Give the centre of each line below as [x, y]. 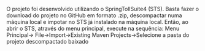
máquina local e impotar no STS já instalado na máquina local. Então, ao [97, 22]
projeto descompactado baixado [48, 41]
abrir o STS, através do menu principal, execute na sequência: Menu [93, 28]
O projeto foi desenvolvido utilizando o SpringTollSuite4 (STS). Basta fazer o [103, 9]
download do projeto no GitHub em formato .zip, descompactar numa [94, 15]
